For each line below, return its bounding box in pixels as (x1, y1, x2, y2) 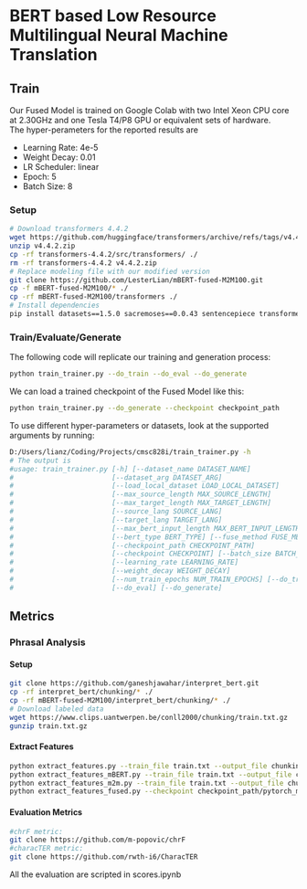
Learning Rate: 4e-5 (22, 143, 99, 153)
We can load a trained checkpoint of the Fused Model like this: (9, 386, 245, 397)
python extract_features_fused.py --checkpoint (9, 787, 195, 796)
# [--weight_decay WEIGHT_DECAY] (9, 566, 231, 576)
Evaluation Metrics (9, 806, 83, 818)
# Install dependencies (9, 301, 101, 311)
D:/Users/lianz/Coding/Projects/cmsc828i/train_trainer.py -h (9, 447, 251, 457)
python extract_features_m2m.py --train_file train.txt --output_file (9, 778, 284, 788)
